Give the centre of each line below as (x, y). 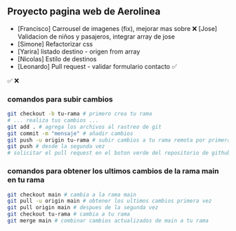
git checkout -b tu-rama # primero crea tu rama (80, 114)
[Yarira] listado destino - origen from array (79, 51)
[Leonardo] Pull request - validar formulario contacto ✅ (97, 66)
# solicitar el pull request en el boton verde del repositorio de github (119, 153)
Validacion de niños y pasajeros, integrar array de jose (96, 36)
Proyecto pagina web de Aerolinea (84, 12)
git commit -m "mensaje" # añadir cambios (70, 133)
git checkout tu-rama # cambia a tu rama (69, 214)
